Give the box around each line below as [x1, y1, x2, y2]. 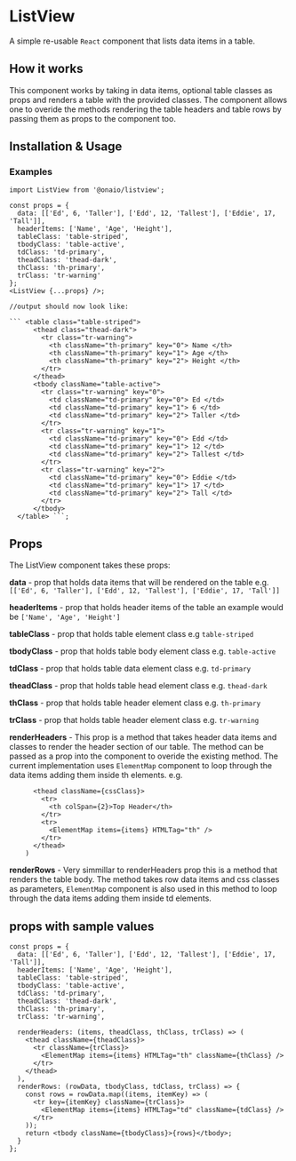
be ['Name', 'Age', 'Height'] [9, 611, 121, 623]
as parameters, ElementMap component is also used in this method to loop [9, 884, 277, 895]
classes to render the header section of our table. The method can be [9, 742, 264, 752]
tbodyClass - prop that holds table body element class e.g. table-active [9, 646, 276, 656]
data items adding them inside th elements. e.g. [9, 770, 183, 781]
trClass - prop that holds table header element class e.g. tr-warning [9, 715, 260, 726]
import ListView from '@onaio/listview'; [9, 186, 165, 195]
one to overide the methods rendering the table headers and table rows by [9, 104, 282, 115]
